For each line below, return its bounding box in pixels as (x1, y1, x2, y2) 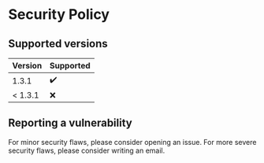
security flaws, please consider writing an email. (8, 146, 165, 155)
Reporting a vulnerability (8, 117, 132, 130)
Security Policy (8, 6, 110, 24)
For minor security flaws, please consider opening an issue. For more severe (8, 137, 257, 146)
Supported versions (8, 37, 108, 50)
